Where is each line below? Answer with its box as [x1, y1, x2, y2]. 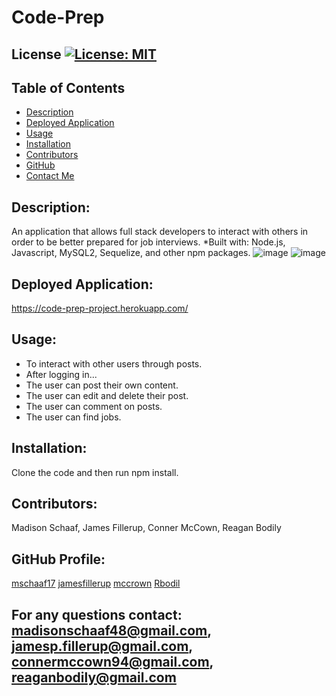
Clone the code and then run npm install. [11, 466, 179, 478]
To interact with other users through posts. [25, 357, 203, 370]
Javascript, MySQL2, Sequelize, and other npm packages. [11, 247, 251, 259]
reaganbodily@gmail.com [11, 669, 177, 686]
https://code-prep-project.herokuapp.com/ [11, 302, 189, 315]
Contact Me [25, 170, 75, 182]
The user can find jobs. [25, 411, 122, 423]
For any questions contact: [11, 606, 183, 623]
